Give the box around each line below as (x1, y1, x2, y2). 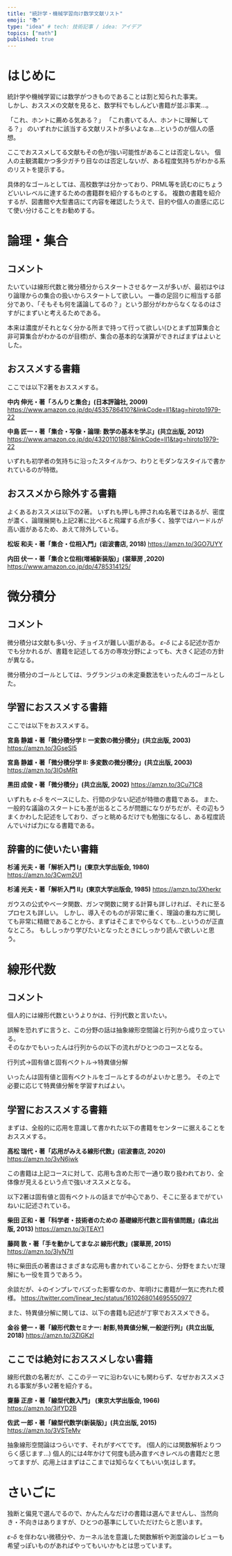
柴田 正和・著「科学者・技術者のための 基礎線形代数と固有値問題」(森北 (7, 1216, 213, 1225)
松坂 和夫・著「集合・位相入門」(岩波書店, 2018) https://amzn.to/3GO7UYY (7, 539, 223, 548)
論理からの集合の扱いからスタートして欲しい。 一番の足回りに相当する (12, 291, 215, 300)
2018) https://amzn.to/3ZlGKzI (7, 1332, 95, 1340)
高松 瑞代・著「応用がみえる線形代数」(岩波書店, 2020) (7, 1147, 166, 1156)
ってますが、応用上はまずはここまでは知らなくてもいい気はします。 (7, 1457, 199, 1466)
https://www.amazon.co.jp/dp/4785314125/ (7, 562, 132, 571)
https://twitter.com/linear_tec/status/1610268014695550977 (20, 1294, 193, 1302)
